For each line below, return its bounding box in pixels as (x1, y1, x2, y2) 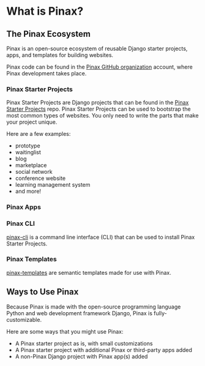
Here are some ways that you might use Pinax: (6, 327, 124, 335)
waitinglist (15, 149, 42, 156)
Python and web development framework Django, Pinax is (6, 309, 153, 316)
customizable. (6, 316, 42, 323)
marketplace (15, 162, 47, 169)
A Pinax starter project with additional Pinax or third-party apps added (15, 346, 193, 353)
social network (15, 168, 53, 176)
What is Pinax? (6, 4, 84, 18)
